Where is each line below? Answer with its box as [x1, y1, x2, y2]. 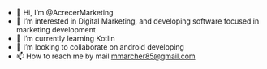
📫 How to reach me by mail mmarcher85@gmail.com [15, 51, 196, 61]
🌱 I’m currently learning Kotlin [15, 33, 115, 43]
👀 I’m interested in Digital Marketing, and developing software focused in [15, 16, 260, 26]
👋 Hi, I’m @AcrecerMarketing [15, 8, 114, 17]
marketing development [15, 25, 96, 34]
